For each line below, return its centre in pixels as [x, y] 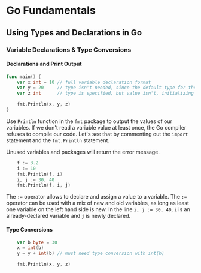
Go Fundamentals [51, 10]
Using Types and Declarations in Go [74, 33]
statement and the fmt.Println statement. [58, 140]
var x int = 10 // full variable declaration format [84, 82]
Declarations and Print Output [44, 64]
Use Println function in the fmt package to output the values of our [89, 121]
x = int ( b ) [31, 248]
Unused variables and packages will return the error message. [83, 152]
